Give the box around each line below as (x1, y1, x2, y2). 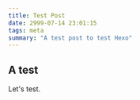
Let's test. (8, 84, 41, 94)
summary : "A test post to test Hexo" (8, 33, 133, 42)
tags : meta (8, 26, 44, 34)
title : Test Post (8, 11, 66, 20)
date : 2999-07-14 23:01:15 (8, 19, 97, 27)
